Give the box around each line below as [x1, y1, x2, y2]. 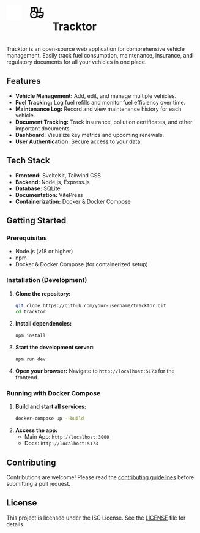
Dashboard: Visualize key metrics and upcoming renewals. [15, 131, 165, 138]
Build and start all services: [15, 403, 87, 411]
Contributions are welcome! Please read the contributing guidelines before [6, 474, 194, 481]
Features [6, 76, 41, 86]
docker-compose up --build [15, 416, 84, 422]
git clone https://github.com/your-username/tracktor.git [15, 302, 166, 308]
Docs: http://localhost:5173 [24, 439, 98, 447]
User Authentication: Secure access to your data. [15, 138, 143, 145]
